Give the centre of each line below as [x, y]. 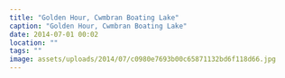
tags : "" [26, 51]
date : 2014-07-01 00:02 [54, 34]
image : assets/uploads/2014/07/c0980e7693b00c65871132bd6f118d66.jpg [143, 59]
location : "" [34, 43]
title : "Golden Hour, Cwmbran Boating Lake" [94, 17]
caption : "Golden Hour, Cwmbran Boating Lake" [98, 26]
